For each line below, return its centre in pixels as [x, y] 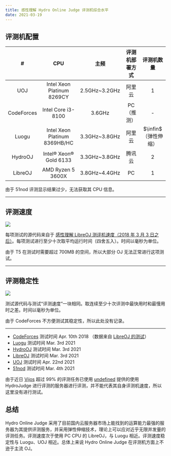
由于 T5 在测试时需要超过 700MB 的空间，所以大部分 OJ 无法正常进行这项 [82, 252]
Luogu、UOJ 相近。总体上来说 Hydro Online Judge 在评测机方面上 [90, 442]
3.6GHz [100, 113]
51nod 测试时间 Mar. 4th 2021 [44, 368]
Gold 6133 [59, 160]
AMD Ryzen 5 [59, 170]
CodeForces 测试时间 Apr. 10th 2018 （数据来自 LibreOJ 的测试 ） [81, 336]
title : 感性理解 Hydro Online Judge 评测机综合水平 [57, 10]
